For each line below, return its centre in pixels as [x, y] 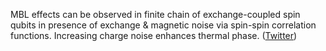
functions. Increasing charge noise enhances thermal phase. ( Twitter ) [154, 35]
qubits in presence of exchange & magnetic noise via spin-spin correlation [163, 25]
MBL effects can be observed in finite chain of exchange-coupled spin [155, 14]
